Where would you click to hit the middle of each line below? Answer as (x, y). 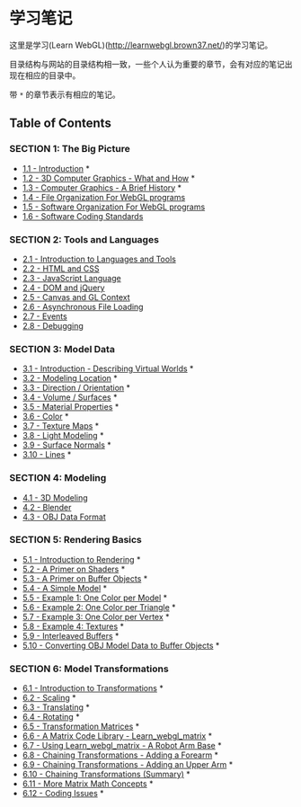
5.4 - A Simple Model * (65, 588)
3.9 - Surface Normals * (67, 445)
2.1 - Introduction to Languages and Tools (99, 259)
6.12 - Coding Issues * (63, 794)
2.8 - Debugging (53, 325)
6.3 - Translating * (56, 707)
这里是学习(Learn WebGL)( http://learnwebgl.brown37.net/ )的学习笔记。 (141, 45)
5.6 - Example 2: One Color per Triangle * (99, 607)
